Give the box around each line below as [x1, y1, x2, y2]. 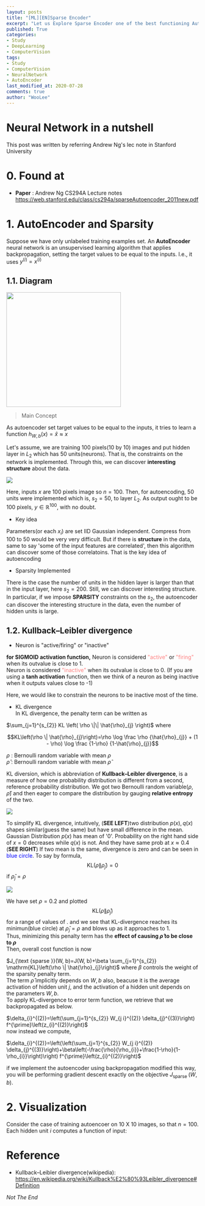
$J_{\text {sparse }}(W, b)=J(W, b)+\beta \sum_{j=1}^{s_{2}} [6, 957, 157, 965]
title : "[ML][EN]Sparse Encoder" [6, 15, 92, 21]
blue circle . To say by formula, [6, 852, 82, 860]
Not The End [6, 1194, 38, 1201]
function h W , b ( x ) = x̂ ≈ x [6, 430, 68, 439]
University [6, 148, 32, 155]
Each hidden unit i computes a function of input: [6, 1127, 127, 1134]
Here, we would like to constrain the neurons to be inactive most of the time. [6, 691, 198, 699]
